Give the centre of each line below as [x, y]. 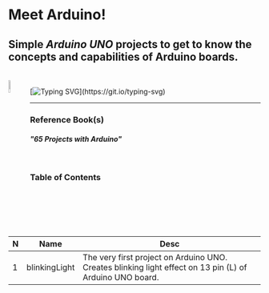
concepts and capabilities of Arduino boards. [123, 56]
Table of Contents [66, 178]
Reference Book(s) [67, 119]
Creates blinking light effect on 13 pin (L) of [165, 267]
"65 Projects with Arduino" [76, 138]
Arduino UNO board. [121, 277]
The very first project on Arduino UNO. [155, 257]
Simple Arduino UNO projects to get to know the [130, 44]
